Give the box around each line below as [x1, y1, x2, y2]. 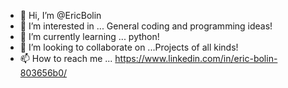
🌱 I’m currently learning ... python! [19, 31, 160, 42]
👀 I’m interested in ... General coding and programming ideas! [19, 20, 273, 32]
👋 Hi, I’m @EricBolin [19, 10, 102, 21]
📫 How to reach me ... [19, 53, 113, 64]
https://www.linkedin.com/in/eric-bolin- [114, 53, 278, 64]
